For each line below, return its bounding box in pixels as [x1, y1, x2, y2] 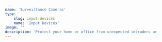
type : [5, 12, 16, 16]
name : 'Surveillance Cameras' [5, 7, 66, 12]
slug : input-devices [14, 16, 55, 21]
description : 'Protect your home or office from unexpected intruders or [5, 29, 158, 34]
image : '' [5, 25, 25, 30]
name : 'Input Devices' [14, 20, 60, 26]
